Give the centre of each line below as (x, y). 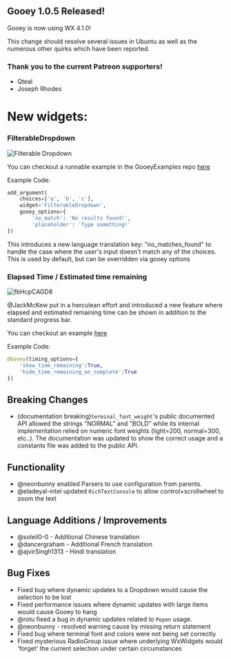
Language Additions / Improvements (87, 520)
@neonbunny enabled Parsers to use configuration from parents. (109, 484)
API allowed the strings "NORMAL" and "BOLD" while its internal (108, 424)
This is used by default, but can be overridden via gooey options (99, 258)
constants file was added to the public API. (78, 446)
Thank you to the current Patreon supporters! (85, 66)
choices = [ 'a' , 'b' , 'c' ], (57, 199)
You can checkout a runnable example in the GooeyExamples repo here (109, 166)
